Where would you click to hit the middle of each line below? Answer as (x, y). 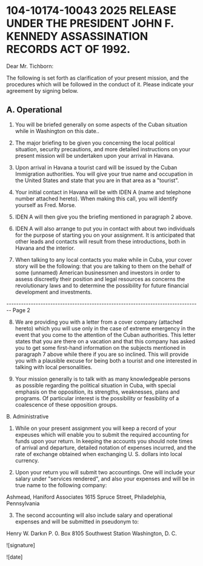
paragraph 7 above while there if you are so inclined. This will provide (102, 354)
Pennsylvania (23, 503)
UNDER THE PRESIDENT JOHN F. (90, 23)
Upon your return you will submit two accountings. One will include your (105, 472)
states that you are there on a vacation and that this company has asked (105, 341)
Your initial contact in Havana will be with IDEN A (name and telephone (103, 192)
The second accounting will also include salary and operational (94, 515)
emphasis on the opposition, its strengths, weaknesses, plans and (97, 392)
